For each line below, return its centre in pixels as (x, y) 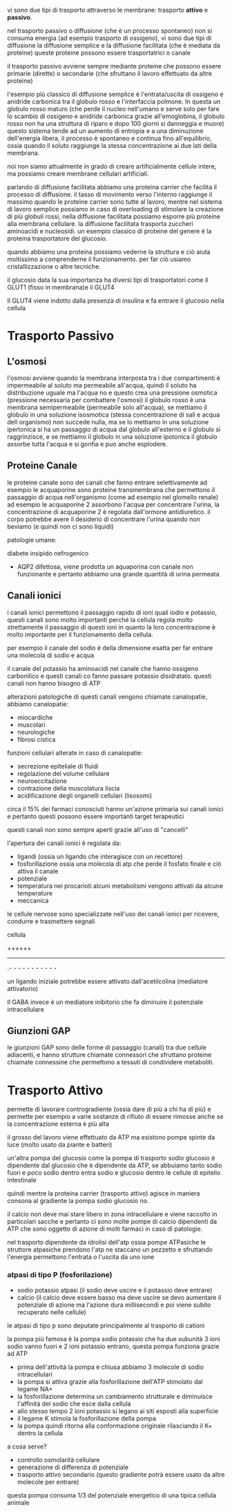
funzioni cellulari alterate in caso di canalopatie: (75, 753)
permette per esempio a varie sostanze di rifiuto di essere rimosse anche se (115, 1117)
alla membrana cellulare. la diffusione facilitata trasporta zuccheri (100, 224)
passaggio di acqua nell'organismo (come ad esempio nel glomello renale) (113, 497)
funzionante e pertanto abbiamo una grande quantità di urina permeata (118, 574)
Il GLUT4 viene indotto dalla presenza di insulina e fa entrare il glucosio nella (116, 301)
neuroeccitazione (42, 781)
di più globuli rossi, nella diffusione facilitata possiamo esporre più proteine (114, 216)
